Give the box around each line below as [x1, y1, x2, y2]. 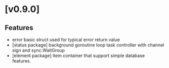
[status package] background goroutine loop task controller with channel [12, 42, 164, 48]
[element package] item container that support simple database [12, 52, 145, 58]
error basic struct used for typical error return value [12, 36, 120, 42]
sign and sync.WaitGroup [12, 47, 65, 53]
